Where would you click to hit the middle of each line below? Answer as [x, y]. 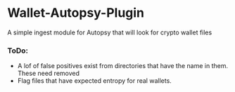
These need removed [48, 73]
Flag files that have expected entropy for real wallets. [95, 81]
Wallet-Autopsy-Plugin [76, 13]
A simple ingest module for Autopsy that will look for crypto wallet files [110, 32]
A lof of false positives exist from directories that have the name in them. [123, 66]
